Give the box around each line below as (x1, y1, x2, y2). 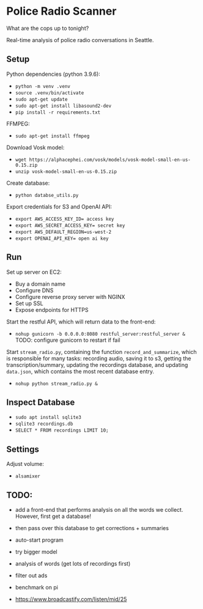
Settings (6, 444, 40, 454)
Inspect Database (6, 397, 75, 407)
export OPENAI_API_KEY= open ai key (15, 235, 109, 242)
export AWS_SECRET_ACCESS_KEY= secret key (15, 222, 125, 229)
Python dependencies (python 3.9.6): (6, 70, 101, 78)
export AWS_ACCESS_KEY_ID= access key (15, 216, 114, 222)
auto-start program (15, 536, 64, 544)
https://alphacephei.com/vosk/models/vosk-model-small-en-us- (29, 157, 191, 163)
